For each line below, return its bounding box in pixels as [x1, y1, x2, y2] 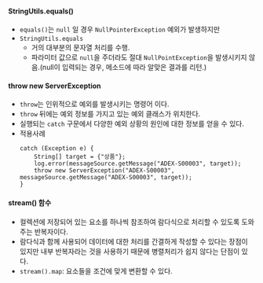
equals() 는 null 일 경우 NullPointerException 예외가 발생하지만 [19, 24, 221, 35]
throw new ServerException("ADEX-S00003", [34, 167, 175, 175]
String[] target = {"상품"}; [34, 153, 126, 161]
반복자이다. [34, 226, 68, 236]
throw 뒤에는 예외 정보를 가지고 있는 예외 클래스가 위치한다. [19, 109, 201, 119]
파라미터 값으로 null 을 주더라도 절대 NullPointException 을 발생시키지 [31, 53, 247, 62]
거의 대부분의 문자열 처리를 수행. [31, 43, 130, 53]
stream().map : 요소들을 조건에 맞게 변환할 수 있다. [19, 266, 173, 275]
